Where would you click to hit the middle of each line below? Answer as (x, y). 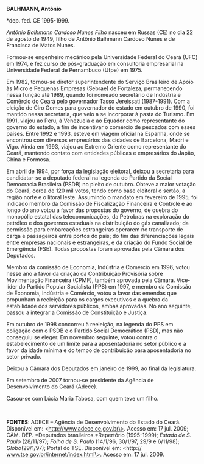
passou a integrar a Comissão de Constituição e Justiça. (77, 312)
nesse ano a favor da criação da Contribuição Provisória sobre (85, 274)
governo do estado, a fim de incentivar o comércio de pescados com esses (101, 127)
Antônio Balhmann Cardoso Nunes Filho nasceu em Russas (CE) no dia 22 (100, 32)
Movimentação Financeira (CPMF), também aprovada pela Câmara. (91, 280)
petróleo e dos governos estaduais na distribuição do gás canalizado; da (97, 223)
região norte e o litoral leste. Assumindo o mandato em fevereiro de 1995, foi (102, 197)
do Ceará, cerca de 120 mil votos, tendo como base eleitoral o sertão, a (96, 191)
